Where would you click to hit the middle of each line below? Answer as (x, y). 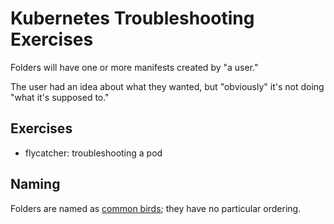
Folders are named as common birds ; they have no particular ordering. (156, 208)
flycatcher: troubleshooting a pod (93, 153)
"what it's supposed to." (60, 97)
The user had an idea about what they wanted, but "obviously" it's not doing (167, 86)
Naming (35, 184)
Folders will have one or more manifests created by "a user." (134, 67)
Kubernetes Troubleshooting (132, 18)
